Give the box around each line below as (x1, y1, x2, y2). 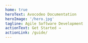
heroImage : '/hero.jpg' (5, 16, 55, 21)
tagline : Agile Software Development (5, 21, 84, 26)
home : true (5, 7, 28, 12)
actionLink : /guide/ (5, 30, 48, 35)
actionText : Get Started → (5, 26, 61, 31)
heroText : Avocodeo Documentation (5, 12, 77, 17)
